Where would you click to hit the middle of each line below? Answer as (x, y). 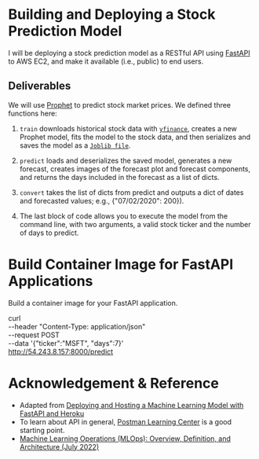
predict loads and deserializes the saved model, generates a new (126, 160)
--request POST (34, 335)
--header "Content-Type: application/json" (77, 326)
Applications (51, 281)
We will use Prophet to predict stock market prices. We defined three (120, 105)
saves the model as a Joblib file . (75, 145)
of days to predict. (49, 233)
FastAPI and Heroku (52, 413)
